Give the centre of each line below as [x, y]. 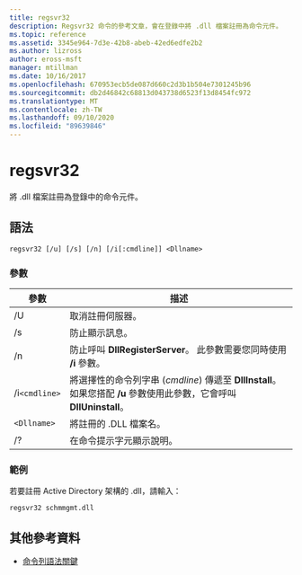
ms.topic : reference [48, 34]
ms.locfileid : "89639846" [58, 127]
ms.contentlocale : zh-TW [56, 110]
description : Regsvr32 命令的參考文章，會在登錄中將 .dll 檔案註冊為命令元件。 [146, 26]
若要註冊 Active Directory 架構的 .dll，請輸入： [95, 491]
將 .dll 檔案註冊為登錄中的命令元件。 [76, 196]
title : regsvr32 [40, 18]
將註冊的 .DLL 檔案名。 [118, 424]
